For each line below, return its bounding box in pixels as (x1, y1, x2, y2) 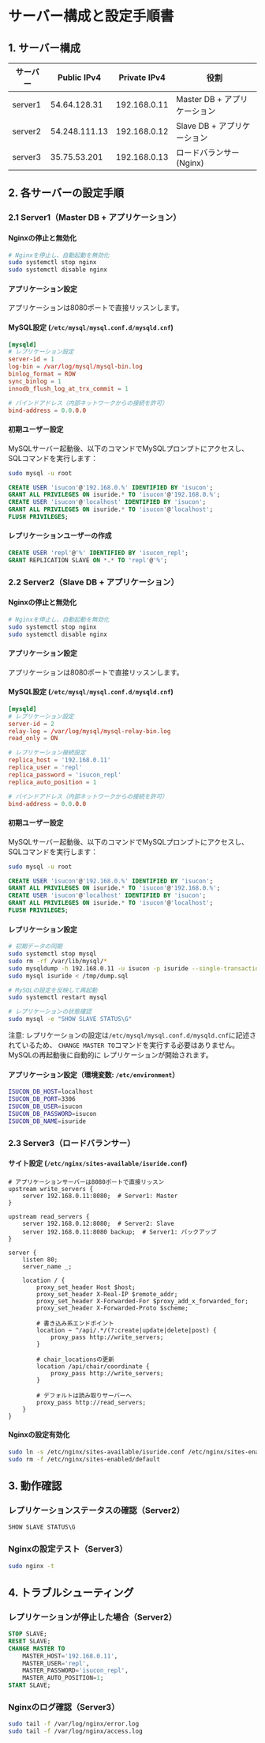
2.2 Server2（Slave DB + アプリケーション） (8, 577, 179, 588)
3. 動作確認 (8, 1480, 62, 1493)
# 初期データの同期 (8, 943, 63, 951)
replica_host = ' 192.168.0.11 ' (8, 756, 111, 764)
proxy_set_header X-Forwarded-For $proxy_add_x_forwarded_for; (36, 1297, 248, 1305)
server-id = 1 (8, 355, 55, 364)
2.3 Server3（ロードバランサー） (8, 1137, 136, 1148)
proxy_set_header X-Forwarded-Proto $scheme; (36, 1304, 189, 1312)
